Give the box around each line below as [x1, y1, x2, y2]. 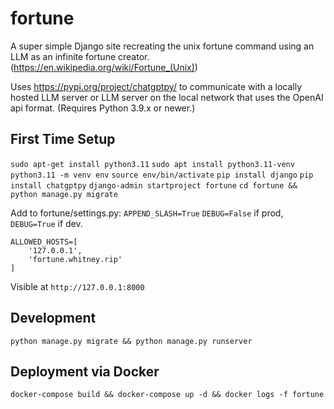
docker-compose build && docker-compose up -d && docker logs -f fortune [10, 390, 325, 400]
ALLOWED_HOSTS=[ [10, 237, 78, 247]
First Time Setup [10, 131, 116, 148]
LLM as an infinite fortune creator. [10, 50, 150, 62]
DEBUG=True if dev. [10, 217, 83, 229]
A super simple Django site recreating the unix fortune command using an [10, 40, 315, 52]
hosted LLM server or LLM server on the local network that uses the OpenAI [10, 91, 324, 103]
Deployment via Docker [10, 363, 160, 380]
